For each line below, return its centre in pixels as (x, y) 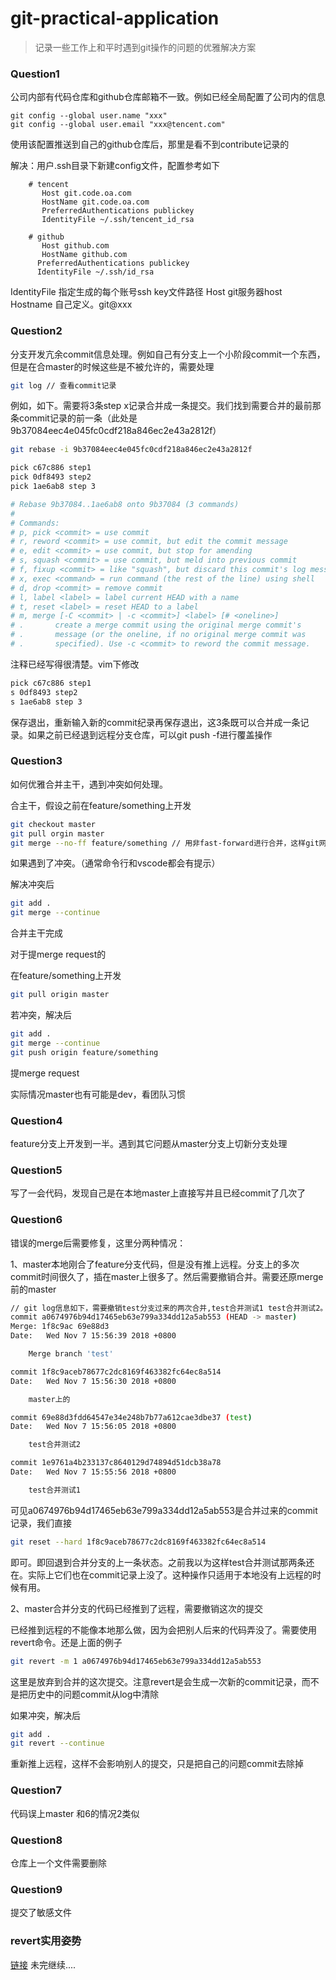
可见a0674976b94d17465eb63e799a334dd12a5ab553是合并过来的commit (164, 1510)
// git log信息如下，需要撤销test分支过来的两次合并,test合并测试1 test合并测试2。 (169, 1308)
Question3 (36, 761)
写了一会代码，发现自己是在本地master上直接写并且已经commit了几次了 (158, 1193)
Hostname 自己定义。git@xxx (71, 304)
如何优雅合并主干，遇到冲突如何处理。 (89, 784)
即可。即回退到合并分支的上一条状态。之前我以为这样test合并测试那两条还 (162, 1562)
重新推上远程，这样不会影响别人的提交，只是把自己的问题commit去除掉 (157, 1764)
